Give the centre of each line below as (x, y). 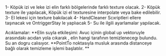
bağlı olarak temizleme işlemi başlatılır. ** (47, 48)
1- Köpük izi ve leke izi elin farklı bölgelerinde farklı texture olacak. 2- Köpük (83, 7)
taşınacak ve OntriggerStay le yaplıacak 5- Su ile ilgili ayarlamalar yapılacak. (83, 23)
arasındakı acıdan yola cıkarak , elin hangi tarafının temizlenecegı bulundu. (81, 38)
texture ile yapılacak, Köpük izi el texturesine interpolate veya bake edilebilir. (83, 12)
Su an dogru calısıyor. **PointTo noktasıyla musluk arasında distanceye (79, 43)
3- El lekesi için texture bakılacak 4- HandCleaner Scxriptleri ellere (73, 18)
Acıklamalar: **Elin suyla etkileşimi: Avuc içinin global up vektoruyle (75, 32)
